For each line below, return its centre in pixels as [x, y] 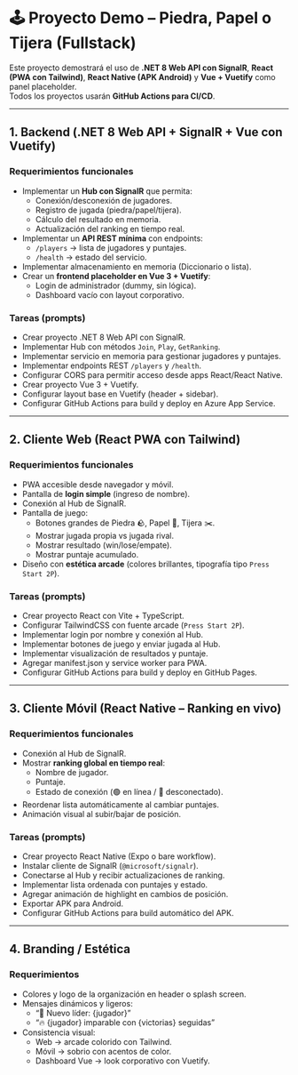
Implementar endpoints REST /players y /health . [112, 365]
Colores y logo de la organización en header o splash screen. [134, 994]
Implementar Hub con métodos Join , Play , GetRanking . [121, 346]
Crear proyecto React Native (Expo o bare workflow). [119, 856]
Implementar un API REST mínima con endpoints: [113, 238]
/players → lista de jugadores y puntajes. [111, 247]
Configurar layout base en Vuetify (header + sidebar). [120, 394]
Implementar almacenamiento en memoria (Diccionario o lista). [137, 266]
